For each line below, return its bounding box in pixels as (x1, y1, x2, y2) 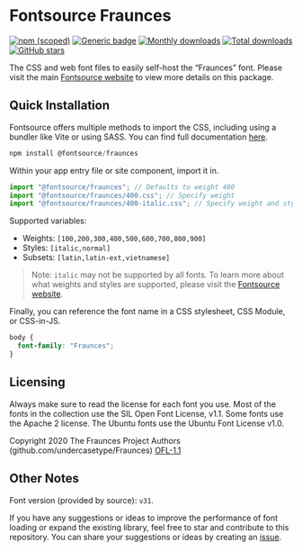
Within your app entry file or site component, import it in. (9, 165, 219, 176)
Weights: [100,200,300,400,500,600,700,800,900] (22, 233, 207, 244)
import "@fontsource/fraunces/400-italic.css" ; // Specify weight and (9, 199, 280, 208)
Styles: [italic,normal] (22, 242, 111, 253)
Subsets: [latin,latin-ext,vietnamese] (22, 252, 171, 263)
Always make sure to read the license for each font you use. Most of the (9, 398, 277, 410)
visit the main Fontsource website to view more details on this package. (9, 71, 274, 82)
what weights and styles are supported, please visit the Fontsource (31, 279, 280, 290)
